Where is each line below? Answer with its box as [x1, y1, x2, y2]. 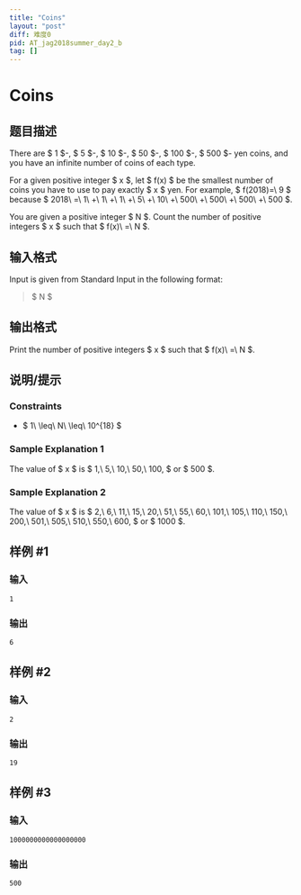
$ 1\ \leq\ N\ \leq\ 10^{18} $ [22, 420, 122, 431]
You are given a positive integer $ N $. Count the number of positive [9, 212, 262, 222]
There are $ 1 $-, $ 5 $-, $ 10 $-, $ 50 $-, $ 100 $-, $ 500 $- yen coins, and [9, 148, 289, 158]
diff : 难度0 [9, 30, 51, 39]
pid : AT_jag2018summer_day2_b [9, 38, 123, 48]
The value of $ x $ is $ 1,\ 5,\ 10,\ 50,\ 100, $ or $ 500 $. [9, 463, 216, 474]
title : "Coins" [9, 13, 66, 23]
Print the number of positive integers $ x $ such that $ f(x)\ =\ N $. [9, 344, 256, 355]
